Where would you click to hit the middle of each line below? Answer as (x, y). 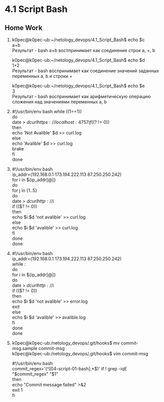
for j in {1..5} (24, 190)
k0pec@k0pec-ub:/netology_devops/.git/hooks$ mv (66, 343)
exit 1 (17, 390)
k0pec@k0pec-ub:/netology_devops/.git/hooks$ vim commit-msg (80, 354)
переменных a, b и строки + (42, 76)
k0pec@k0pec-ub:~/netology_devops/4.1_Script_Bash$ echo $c (78, 40)
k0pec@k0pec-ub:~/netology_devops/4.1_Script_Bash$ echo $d (78, 60)
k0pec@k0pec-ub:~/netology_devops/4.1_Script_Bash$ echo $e (78, 86)
